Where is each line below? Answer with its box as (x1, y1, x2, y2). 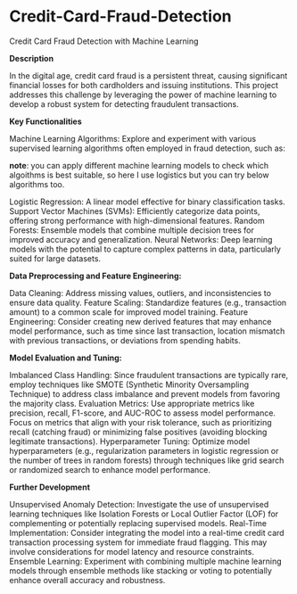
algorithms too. (9, 178, 65, 189)
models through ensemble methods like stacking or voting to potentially (9, 565, 272, 576)
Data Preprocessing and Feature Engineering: (9, 270, 182, 281)
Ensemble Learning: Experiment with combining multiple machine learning (9, 556, 283, 566)
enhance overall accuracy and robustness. (9, 574, 166, 585)
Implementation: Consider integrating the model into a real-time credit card (9, 527, 285, 538)
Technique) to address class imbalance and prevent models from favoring (9, 388, 281, 399)
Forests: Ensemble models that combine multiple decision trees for (9, 225, 254, 235)
